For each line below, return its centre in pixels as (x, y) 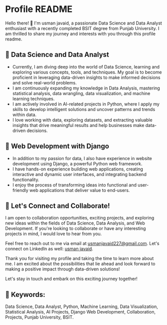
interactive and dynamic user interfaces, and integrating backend (80, 174)
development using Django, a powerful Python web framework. (77, 163)
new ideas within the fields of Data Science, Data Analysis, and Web (75, 223)
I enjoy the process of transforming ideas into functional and (75, 185)
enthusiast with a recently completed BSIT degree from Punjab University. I (82, 28)
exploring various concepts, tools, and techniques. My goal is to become (87, 72)
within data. (24, 114)
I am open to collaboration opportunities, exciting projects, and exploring (80, 218)
